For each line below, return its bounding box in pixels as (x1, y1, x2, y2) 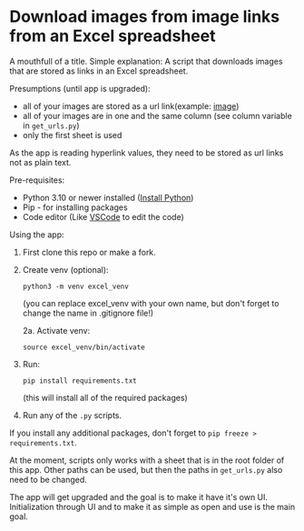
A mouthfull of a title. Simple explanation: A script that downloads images (9, 55, 283, 66)
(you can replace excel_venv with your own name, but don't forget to (22, 297, 279, 308)
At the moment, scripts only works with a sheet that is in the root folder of (9, 455, 285, 466)
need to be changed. (9, 474, 88, 485)
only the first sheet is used (22, 129, 123, 140)
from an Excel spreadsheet (9, 25, 216, 46)
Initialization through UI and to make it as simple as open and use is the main (9, 501, 296, 512)
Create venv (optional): (22, 264, 109, 275)
